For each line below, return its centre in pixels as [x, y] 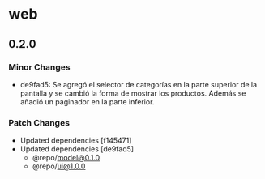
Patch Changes [39, 122]
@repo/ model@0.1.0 [66, 158]
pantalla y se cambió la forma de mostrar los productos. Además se [133, 93]
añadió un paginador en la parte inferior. [87, 101]
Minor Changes [39, 67]
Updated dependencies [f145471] [76, 141]
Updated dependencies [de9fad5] [77, 149]
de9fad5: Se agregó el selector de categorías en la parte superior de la [139, 84]
